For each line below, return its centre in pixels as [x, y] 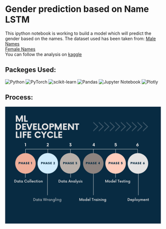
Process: [19, 97]
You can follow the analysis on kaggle [43, 54]
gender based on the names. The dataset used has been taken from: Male [81, 39]
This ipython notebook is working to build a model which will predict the [78, 33]
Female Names [20, 49]
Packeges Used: [31, 70]
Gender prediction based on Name [77, 9]
